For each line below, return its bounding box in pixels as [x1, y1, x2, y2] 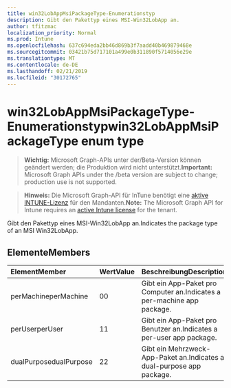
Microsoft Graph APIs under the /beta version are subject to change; [23, 170, 218, 179]
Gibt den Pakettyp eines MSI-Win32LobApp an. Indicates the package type [7, 219, 218, 227]
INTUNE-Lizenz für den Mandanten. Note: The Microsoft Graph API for [23, 198, 223, 207]
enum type [81, 133, 144, 149]
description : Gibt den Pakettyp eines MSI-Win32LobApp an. [7, 17, 180, 23]
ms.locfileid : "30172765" [7, 74, 81, 81]
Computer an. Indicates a [141, 287, 221, 297]
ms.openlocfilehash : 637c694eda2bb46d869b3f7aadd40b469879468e [7, 42, 192, 49]
